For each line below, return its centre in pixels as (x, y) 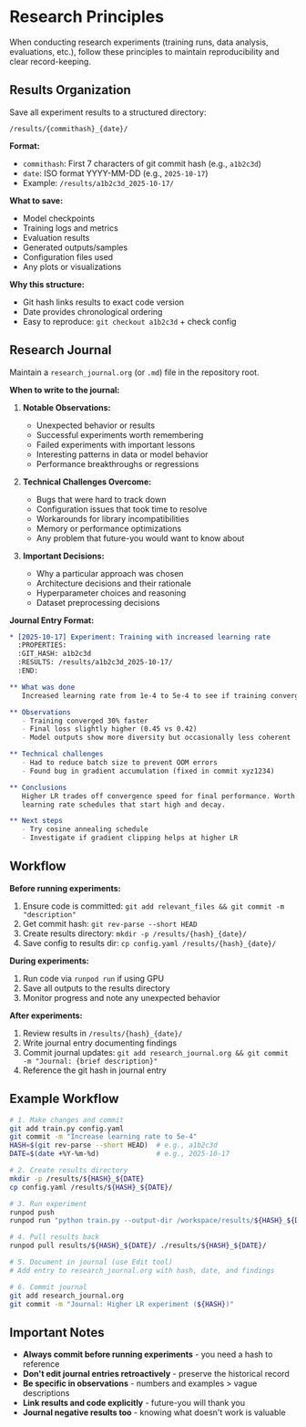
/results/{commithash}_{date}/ (69, 129)
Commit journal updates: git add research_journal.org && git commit (155, 1052)
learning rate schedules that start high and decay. (123, 805)
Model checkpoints (59, 218)
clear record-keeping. (50, 61)
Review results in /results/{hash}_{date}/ (102, 1033)
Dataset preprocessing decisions (98, 602)
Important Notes (57, 1333)
